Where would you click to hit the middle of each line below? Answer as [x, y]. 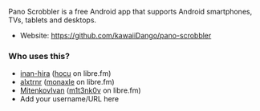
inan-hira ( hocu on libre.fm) [65, 73]
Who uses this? [39, 56]
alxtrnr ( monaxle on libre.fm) [67, 82]
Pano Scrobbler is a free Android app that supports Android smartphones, [130, 12]
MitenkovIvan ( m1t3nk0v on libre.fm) [81, 90]
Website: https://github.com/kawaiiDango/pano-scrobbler [116, 36]
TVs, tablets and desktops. [53, 20]
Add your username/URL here [69, 99]
